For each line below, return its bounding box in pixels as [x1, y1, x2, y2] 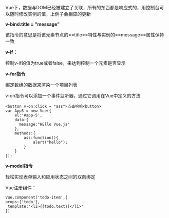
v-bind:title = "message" [5, 21, 60, 27]
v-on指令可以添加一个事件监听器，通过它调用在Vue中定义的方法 [5, 93, 141, 98]
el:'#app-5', [14, 113, 43, 118]
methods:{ [14, 131, 36, 136]
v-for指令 [5, 71, 26, 77]
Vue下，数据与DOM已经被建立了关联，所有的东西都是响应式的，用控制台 [5, 5, 160, 10]
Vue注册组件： [5, 185, 37, 191]
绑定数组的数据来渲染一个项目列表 [5, 82, 78, 88]
